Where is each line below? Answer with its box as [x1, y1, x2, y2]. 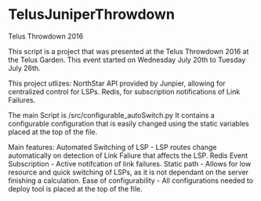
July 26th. [8, 63, 41, 72]
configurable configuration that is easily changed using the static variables [8, 119, 249, 128]
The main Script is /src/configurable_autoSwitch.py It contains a [8, 110, 216, 119]
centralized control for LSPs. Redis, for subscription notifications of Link [8, 86, 241, 96]
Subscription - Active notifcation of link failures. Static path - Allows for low [8, 159, 252, 168]
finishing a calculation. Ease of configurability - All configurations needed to [8, 175, 253, 185]
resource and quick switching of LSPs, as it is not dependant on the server [8, 167, 249, 177]
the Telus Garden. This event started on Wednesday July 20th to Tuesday [8, 55, 246, 64]
